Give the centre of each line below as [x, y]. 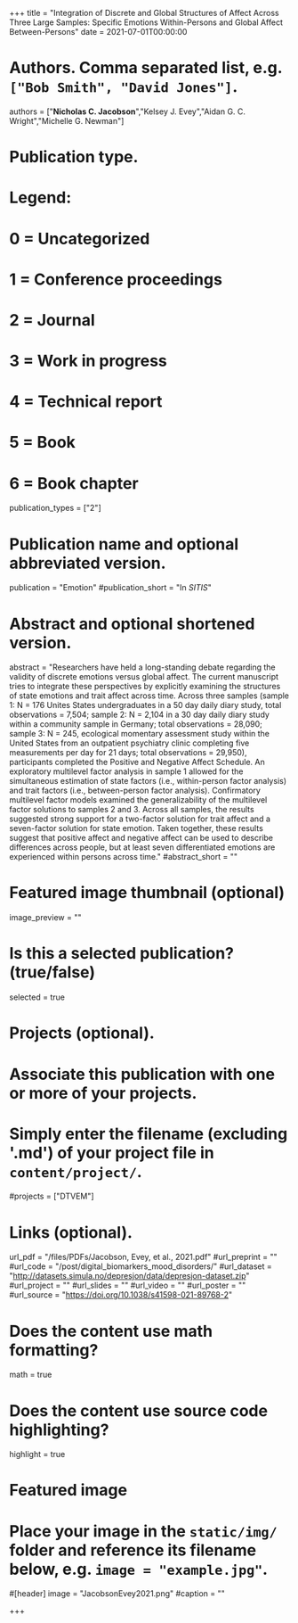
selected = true [37, 997]
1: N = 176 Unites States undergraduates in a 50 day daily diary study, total [145, 705]
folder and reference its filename [133, 1550]
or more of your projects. [103, 1093]
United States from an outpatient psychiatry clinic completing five [129, 743]
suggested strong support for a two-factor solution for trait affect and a [140, 819]
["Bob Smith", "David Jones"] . [124, 87]
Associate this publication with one [142, 1074]
